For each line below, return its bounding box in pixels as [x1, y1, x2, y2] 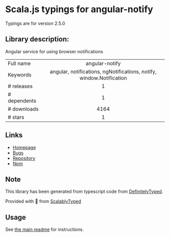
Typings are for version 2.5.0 [5, 20, 65, 26]
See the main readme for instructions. [5, 226, 84, 232]
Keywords [8, 71, 32, 78]
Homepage [12, 144, 36, 150]
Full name [8, 60, 31, 67]
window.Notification [79, 74, 127, 82]
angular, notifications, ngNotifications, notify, [50, 68, 157, 75]
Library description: [5, 35, 69, 44]
